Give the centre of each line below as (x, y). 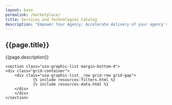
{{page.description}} (27, 57)
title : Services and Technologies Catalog (51, 19)
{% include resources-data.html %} (71, 85)
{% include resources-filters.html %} (74, 80)
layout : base (19, 10)
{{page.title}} (27, 45)
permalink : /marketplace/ (33, 15)
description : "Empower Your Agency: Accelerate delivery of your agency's (87, 24)
